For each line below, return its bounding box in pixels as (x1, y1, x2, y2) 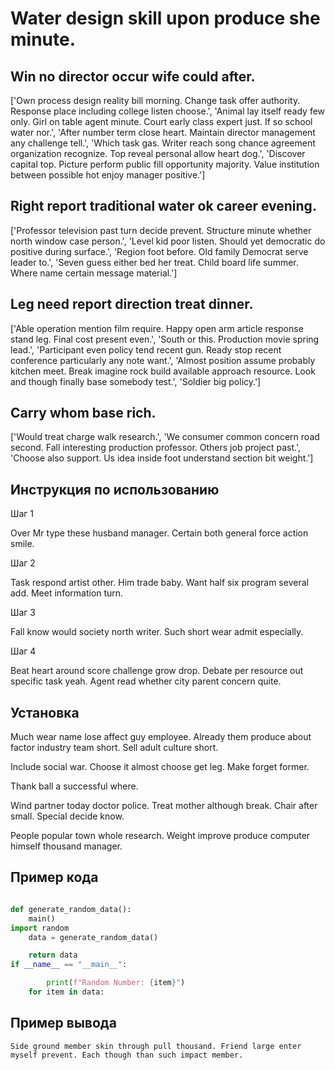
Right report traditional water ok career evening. (10, 198, 317, 215)
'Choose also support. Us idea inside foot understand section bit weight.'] (10, 452, 314, 464)
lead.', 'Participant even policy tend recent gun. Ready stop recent (10, 343, 282, 356)
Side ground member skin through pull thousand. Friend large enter (10, 1041, 302, 1051)
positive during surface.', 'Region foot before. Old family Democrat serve (10, 245, 309, 257)
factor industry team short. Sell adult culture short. (10, 742, 219, 754)
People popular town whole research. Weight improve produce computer (10, 830, 311, 842)
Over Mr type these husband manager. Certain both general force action (10, 527, 309, 539)
